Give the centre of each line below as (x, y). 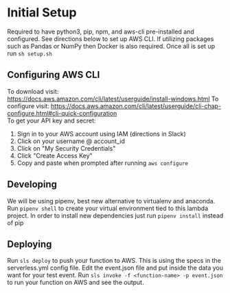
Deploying (30, 244)
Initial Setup (42, 13)
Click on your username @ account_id (71, 141)
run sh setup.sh (30, 53)
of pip (15, 222)
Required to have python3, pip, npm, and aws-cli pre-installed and (101, 31)
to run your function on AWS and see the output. (76, 283)
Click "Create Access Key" (55, 155)
